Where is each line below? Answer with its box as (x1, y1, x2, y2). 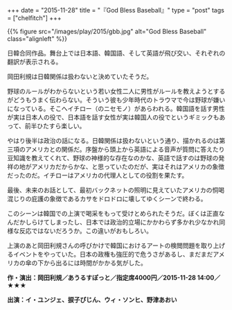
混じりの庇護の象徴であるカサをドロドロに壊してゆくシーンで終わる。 (7, 195, 207, 203)
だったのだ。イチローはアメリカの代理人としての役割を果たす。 (7, 171, 188, 179)
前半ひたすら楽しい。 (24, 122, 86, 130)
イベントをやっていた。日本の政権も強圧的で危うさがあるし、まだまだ (12, 250, 213, 258)
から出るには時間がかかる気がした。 (43, 259, 147, 267)
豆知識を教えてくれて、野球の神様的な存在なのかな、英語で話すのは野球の (7, 154, 219, 162)
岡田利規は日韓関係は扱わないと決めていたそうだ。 (7, 72, 153, 80)
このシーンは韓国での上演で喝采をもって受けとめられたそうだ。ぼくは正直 (7, 209, 220, 217)
